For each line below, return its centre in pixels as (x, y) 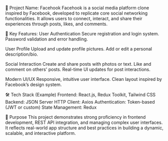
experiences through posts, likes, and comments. (57, 24)
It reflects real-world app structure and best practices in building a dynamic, (85, 128)
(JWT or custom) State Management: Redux (51, 107)
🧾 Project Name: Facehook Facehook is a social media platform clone (77, 8)
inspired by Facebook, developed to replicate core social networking (76, 13)
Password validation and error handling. (47, 39)
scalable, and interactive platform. (41, 133)
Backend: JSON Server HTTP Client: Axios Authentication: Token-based (80, 102)
